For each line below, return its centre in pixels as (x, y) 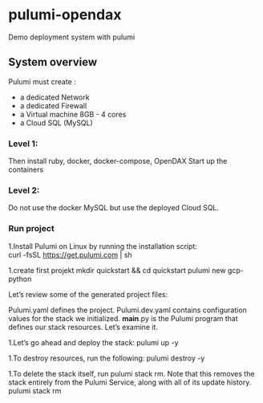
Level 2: (24, 190)
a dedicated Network (55, 97)
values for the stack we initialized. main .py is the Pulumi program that (123, 318)
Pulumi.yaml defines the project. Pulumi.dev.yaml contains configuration (127, 310)
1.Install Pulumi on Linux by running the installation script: (103, 246)
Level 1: (23, 144)
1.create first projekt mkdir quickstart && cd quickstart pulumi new (117, 270)
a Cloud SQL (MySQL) (57, 123)
